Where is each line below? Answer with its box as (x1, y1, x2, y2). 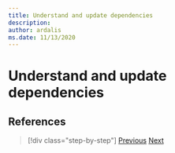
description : (8, 19, 51, 27)
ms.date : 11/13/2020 (8, 33, 76, 42)
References (8, 115, 66, 128)
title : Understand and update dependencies (8, 11, 154, 20)
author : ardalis (8, 26, 61, 34)
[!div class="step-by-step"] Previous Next (27, 136, 164, 145)
